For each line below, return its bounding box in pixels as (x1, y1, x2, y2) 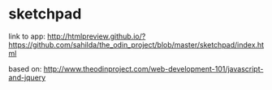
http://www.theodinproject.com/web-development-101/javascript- (43, 63, 264, 73)
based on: (8, 63, 42, 73)
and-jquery (8, 72, 46, 82)
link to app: (8, 31, 46, 41)
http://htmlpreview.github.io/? (47, 31, 146, 41)
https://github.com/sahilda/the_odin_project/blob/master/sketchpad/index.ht (8, 39, 265, 49)
